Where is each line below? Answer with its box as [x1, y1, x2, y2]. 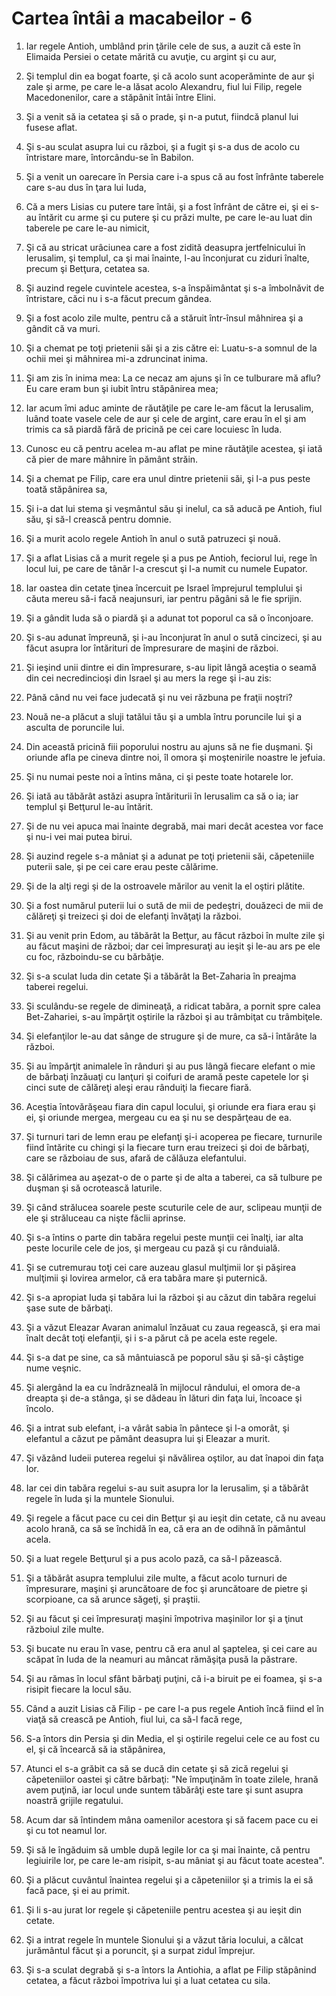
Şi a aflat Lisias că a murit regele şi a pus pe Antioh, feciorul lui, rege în [25, 552, 318, 564]
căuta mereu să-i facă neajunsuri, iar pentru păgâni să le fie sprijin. [25, 592, 303, 604]
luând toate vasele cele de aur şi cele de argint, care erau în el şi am [25, 412, 307, 424]
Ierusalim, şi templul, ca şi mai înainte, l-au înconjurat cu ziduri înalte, [25, 252, 310, 264]
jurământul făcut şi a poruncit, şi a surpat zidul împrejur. [25, 1944, 256, 1956]
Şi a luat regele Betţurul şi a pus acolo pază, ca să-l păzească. [25, 1552, 283, 1564]
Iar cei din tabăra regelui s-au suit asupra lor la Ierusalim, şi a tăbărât [25, 1482, 309, 1494]
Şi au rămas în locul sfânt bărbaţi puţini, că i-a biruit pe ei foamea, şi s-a [25, 1672, 323, 1684]
